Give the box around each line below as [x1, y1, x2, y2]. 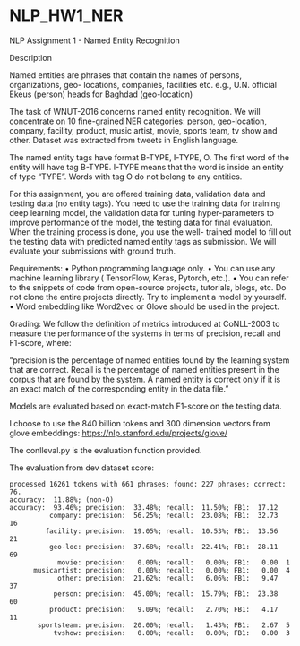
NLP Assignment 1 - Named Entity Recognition [9, 35, 181, 46]
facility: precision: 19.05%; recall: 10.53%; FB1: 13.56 [45, 526, 279, 536]
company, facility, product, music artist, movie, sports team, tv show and [9, 125, 278, 135]
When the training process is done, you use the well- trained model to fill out [9, 226, 292, 237]
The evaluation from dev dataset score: [9, 462, 155, 473]
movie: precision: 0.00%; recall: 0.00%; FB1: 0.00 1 [56, 557, 291, 567]
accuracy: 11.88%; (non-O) [9, 495, 115, 504]
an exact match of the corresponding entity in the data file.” [9, 383, 229, 394]
